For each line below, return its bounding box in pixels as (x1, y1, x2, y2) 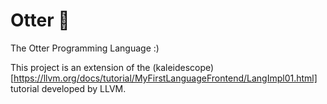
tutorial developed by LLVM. (10, 82, 127, 94)
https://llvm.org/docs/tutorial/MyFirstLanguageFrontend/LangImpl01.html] (13, 72, 318, 84)
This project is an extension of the (10, 61, 151, 73)
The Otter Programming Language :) (10, 42, 160, 54)
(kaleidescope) (152, 61, 215, 73)
